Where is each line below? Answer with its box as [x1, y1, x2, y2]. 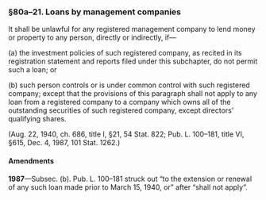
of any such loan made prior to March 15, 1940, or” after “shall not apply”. [8, 182, 248, 192]
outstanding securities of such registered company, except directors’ [8, 106, 234, 115]
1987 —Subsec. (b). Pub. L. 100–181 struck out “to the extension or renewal [8, 174, 253, 183]
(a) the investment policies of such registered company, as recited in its [8, 48, 242, 58]
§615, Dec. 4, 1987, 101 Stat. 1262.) [8, 138, 121, 148]
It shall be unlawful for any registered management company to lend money [8, 25, 256, 34]
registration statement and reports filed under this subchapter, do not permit [8, 56, 258, 66]
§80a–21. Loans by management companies [8, 6, 181, 17]
